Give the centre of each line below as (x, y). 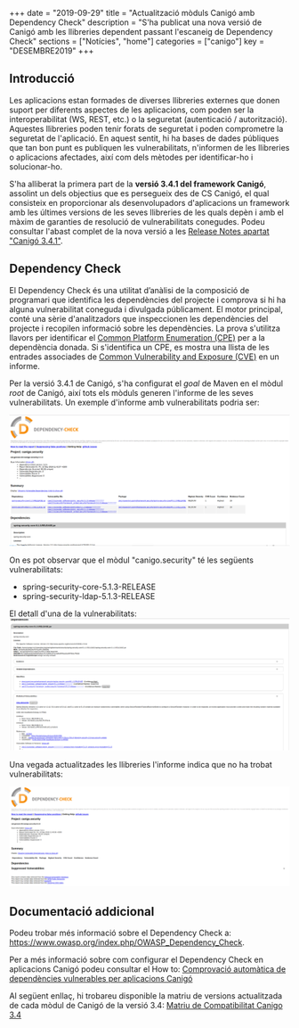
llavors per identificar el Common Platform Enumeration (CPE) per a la (137, 337)
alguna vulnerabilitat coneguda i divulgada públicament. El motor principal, (146, 309)
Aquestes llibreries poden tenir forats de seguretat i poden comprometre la (146, 128)
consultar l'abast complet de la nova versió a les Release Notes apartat (139, 231)
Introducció (42, 79)
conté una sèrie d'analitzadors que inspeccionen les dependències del (139, 318)
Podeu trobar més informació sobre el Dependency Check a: (120, 933)
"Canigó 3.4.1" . (36, 241)
